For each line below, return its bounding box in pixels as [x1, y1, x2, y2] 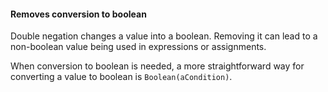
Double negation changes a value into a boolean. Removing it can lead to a [10, 30, 318, 42]
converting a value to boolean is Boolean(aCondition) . [10, 71, 233, 83]
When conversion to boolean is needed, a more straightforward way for [10, 60, 305, 72]
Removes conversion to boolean [10, 8, 147, 20]
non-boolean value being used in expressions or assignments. [10, 41, 267, 53]
